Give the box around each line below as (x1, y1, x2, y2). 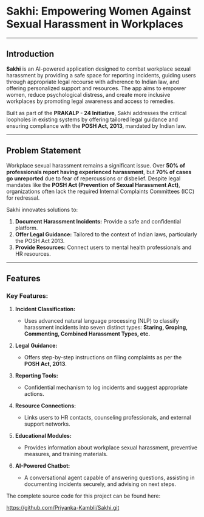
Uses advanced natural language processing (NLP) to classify (24, 317, 179, 325)
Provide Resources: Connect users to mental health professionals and (15, 244, 192, 251)
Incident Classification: (15, 306, 76, 313)
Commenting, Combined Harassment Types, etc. (24, 330, 151, 337)
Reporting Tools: (15, 372, 59, 379)
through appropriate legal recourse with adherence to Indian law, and (6, 78, 179, 85)
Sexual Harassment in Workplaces (6, 17, 183, 31)
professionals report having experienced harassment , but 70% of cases (6, 168, 192, 175)
